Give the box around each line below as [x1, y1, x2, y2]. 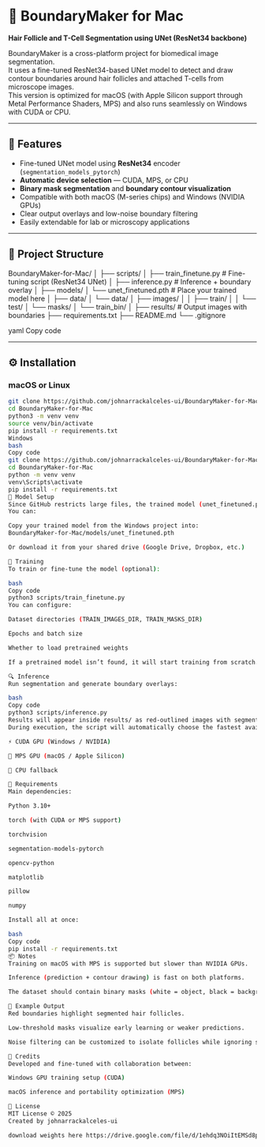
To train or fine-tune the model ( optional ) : [8, 564, 160, 573]
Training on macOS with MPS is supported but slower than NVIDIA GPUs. [8, 959, 248, 968]
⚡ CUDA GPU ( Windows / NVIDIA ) [8, 737, 111, 745]
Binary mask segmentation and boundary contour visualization [19, 183, 231, 193]
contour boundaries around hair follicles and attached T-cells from [8, 73, 224, 83]
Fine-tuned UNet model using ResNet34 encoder [19, 158, 181, 168]
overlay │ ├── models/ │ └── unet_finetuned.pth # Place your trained [8, 285, 237, 294]
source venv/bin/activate [8, 419, 93, 427]
